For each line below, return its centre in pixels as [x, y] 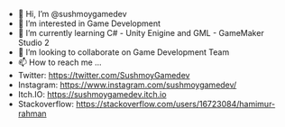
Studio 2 [33, 42]
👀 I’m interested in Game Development [89, 23]
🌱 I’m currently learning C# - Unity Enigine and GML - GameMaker [141, 33]
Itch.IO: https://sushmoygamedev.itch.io [92, 94]
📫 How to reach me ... [60, 62]
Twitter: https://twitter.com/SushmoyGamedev [104, 75]
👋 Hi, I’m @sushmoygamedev [73, 14]
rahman [32, 113]
